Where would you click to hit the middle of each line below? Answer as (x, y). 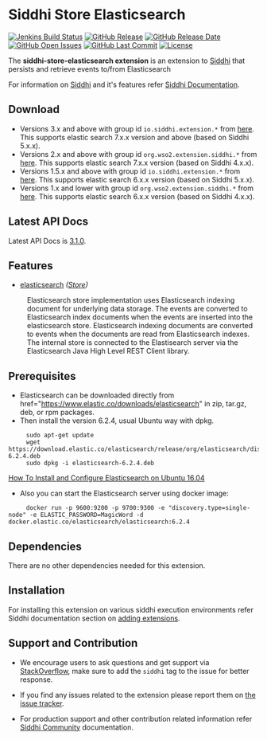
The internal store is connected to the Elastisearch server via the (132, 343)
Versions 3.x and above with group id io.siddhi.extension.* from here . (137, 128)
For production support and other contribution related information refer (136, 718)
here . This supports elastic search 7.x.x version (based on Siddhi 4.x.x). (137, 162)
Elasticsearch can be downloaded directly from (97, 395)
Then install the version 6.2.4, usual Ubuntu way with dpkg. (117, 421)
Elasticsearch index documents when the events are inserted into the (140, 317)
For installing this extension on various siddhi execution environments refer (131, 609)
